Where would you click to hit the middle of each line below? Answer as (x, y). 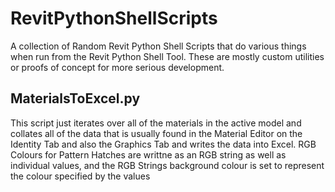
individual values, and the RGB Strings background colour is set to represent (167, 165)
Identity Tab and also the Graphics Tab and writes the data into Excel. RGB (163, 144)
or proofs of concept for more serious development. (117, 67)
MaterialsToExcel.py (75, 98)
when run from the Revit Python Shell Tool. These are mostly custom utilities (167, 56)
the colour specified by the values (80, 176)
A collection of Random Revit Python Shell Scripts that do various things (158, 46)
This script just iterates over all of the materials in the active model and (156, 123)
